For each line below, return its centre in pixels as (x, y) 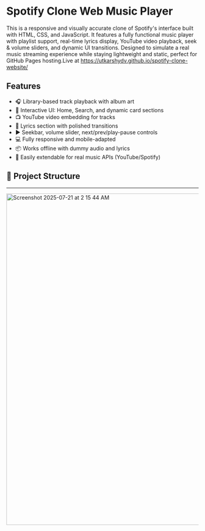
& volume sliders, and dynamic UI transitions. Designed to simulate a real (98, 48)
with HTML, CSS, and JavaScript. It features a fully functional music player (100, 34)
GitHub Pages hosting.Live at (43, 60)
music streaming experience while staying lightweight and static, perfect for (102, 54)
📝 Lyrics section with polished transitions (67, 126)
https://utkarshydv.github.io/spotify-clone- (134, 60)
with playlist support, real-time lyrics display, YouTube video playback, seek (102, 41)
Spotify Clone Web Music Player (90, 11)
